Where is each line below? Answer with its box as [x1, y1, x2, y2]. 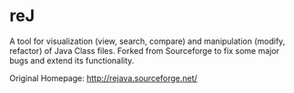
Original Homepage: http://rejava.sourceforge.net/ [9, 72, 198, 83]
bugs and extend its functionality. [9, 55, 135, 66]
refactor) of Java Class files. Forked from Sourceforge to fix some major [9, 45, 280, 56]
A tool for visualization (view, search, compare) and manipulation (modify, [9, 36, 286, 46]
